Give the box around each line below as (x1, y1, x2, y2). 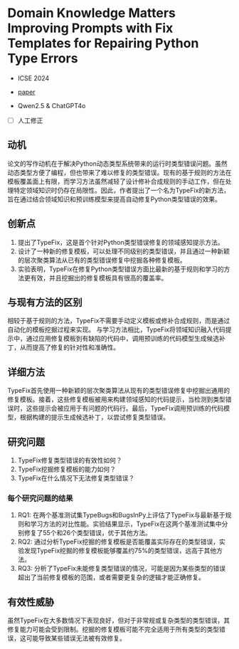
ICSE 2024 (17, 73, 50, 83)
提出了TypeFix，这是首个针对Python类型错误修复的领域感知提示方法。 (17, 238, 224, 246)
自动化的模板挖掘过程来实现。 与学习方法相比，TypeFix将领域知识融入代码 (7, 325, 225, 334)
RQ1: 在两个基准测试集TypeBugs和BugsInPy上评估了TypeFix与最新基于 (17, 511, 225, 519)
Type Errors (7, 51, 78, 67)
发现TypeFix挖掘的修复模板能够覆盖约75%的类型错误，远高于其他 (23, 547, 217, 555)
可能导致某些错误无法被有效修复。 (26, 634, 126, 643)
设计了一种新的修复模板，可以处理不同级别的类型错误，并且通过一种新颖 (17, 247, 230, 255)
